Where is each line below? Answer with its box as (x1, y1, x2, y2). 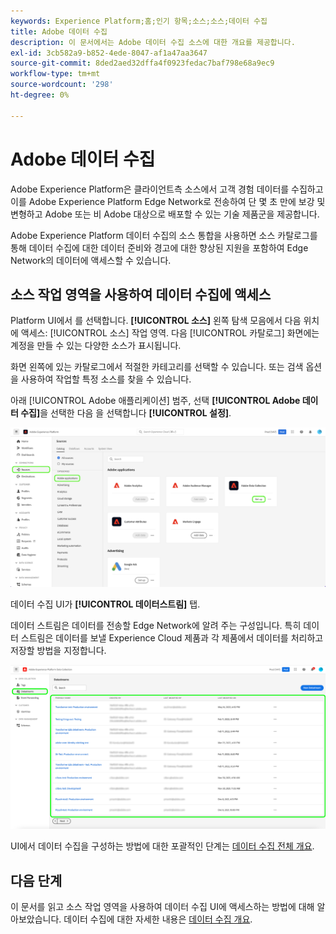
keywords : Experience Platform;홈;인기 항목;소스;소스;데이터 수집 (10, 16, 268, 26)
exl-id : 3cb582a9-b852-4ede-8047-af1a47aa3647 (10, 48, 208, 58)
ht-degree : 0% (10, 90, 70, 100)
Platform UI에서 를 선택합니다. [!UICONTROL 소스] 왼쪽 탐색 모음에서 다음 (10, 315, 302, 327)
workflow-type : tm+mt (10, 69, 101, 79)
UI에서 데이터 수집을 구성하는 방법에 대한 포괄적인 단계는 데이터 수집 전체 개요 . (10, 840, 315, 852)
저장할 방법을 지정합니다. (10, 644, 107, 656)
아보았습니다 (10, 913, 60, 925)
